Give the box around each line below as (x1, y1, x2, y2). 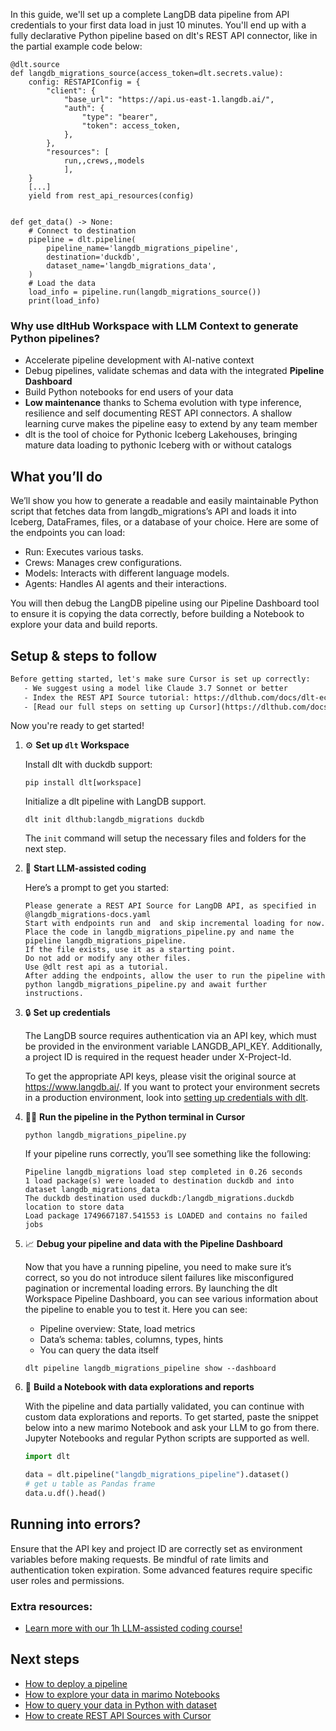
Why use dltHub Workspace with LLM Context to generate (10, 319, 299, 333)
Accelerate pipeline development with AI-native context (24, 354, 255, 366)
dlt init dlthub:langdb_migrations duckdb (24, 815, 205, 825)
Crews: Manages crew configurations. (24, 557, 183, 569)
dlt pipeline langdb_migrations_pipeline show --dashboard (24, 1364, 277, 1374)
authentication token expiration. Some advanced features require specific (10, 1564, 313, 1576)
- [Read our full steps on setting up (23, 702, 186, 712)
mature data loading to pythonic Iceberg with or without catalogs (24, 439, 292, 451)
